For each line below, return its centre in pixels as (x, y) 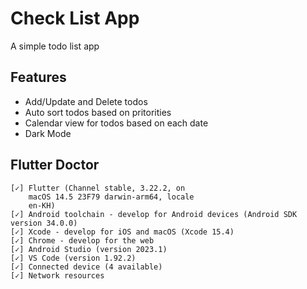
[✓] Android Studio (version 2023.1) (89, 249)
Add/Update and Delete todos (86, 101)
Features (38, 77)
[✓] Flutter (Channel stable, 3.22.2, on (98, 188)
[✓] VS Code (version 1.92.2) (73, 258)
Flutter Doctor (55, 165)
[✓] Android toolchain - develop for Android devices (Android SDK (154, 214)
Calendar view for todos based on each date (116, 123)
